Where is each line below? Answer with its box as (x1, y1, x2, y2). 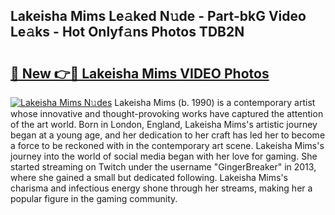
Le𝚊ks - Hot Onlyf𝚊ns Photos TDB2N (10, 24, 245, 41)
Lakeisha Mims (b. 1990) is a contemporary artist (114, 97, 316, 108)
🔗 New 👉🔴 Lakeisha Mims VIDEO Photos (10, 65, 270, 82)
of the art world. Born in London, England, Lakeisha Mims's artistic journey (10, 119, 318, 130)
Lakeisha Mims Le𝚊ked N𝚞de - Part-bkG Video (10, 8, 307, 25)
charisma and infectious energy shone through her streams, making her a (10, 182, 313, 194)
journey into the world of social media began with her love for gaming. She (10, 150, 318, 162)
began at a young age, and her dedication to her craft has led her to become (10, 129, 326, 141)
